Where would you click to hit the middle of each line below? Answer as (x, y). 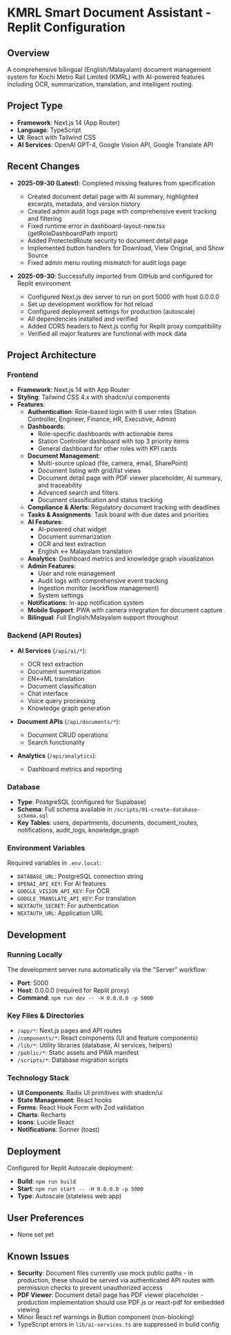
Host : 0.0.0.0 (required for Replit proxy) (73, 990)
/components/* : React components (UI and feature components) (108, 1038)
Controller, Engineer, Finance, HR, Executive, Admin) (102, 419)
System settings (61, 595)
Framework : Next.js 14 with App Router (73, 390)
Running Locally (35, 954)
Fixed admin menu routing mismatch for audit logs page (107, 262)
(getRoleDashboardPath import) (73, 233)
